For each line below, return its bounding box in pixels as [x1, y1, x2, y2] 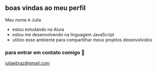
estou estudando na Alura [12, 26, 65, 32]
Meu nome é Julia [5, 17, 42, 23]
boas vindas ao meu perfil [5, 4, 86, 12]
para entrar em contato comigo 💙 [5, 49, 85, 56]
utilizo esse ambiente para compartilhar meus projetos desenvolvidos [12, 37, 153, 43]
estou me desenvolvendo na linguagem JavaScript [12, 31, 114, 37]
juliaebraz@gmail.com [5, 60, 50, 66]
